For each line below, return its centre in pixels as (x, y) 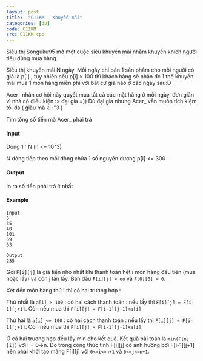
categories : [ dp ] (28, 23)
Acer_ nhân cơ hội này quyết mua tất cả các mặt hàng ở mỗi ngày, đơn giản (100, 95)
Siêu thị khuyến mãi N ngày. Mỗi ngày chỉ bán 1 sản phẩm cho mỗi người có (100, 70)
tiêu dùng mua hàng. (32, 58)
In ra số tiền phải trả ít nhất (40, 186)
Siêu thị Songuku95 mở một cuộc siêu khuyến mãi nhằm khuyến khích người (101, 52)
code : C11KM (21, 29)
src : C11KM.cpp (25, 35)
